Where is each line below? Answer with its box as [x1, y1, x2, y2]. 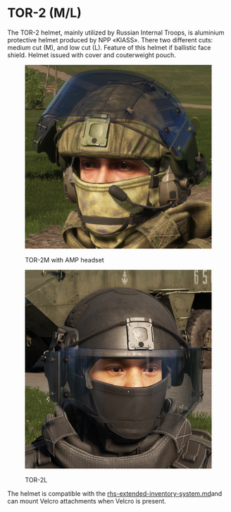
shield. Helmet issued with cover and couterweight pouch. [7, 51, 176, 59]
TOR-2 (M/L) [7, 5, 82, 21]
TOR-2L [25, 476, 48, 484]
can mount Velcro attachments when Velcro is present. [7, 497, 167, 506]
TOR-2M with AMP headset [25, 256, 104, 264]
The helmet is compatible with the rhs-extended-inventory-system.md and [7, 489, 223, 498]
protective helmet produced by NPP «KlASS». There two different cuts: [7, 35, 213, 44]
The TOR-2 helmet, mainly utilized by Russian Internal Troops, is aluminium [7, 28, 225, 37]
